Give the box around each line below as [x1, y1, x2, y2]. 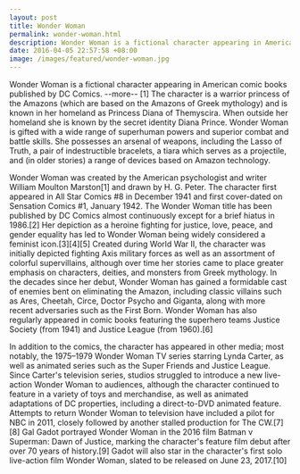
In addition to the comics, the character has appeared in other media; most [9, 341, 284, 352]
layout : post [9, 12, 58, 22]
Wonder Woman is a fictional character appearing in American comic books [9, 79, 287, 89]
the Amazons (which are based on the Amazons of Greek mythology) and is [9, 98, 288, 108]
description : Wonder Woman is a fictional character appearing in [9, 37, 262, 47]
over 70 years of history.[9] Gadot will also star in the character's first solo [9, 445, 283, 456]
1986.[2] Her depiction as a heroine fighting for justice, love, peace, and [9, 220, 274, 230]
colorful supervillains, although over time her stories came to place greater [9, 258, 284, 268]
